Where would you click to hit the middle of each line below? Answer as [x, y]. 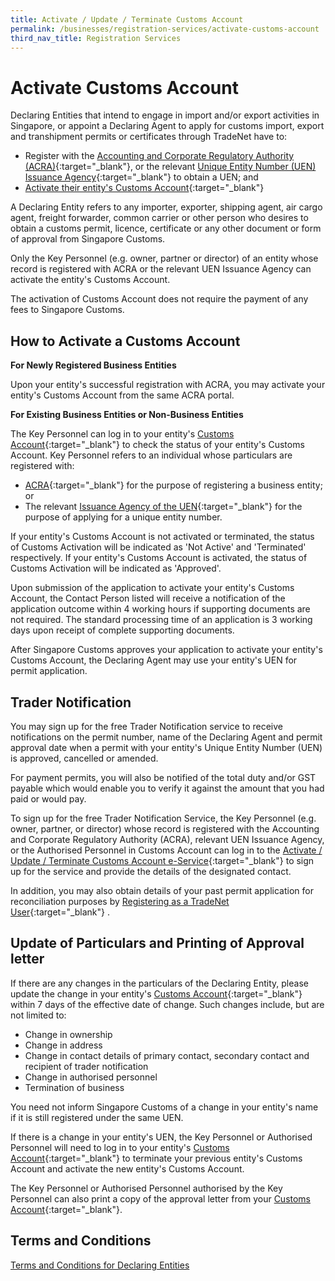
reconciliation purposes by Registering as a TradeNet [120, 901]
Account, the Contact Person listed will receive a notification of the [148, 598]
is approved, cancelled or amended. [84, 758]
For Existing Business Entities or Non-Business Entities [127, 415]
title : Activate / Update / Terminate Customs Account [127, 19]
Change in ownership [68, 1034]
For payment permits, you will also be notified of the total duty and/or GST [163, 777]
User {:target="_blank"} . [60, 912]
